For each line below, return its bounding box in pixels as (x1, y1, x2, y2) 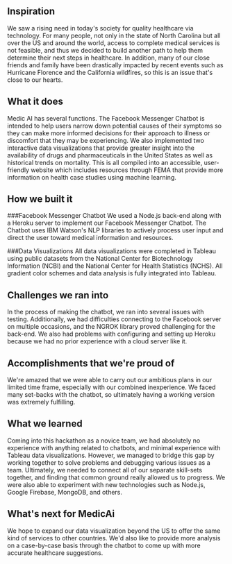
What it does (7, 96, 64, 108)
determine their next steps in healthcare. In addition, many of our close (7, 53, 210, 62)
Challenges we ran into (7, 289, 109, 301)
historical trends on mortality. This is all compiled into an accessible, (7, 158, 203, 166)
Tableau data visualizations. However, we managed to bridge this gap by (7, 451, 215, 459)
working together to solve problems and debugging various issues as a (7, 458, 210, 467)
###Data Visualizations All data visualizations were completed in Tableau (7, 247, 217, 255)
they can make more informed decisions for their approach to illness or (7, 128, 210, 137)
